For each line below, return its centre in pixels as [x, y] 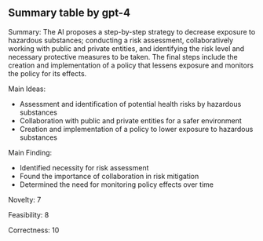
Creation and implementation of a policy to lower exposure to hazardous [136, 129]
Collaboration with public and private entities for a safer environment [130, 120]
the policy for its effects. [47, 73]
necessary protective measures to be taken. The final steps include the [123, 57]
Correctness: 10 [34, 230]
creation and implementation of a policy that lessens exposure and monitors [131, 65]
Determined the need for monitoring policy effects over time [117, 184]
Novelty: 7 [25, 199]
